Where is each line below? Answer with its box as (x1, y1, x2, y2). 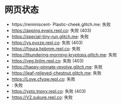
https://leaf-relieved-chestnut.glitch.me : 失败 (11, 70, 102, 76)
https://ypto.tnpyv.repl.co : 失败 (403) (11, 88, 86, 94)
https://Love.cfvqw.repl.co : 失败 (11, 76, 76, 82)
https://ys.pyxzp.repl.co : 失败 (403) (11, 39, 83, 45)
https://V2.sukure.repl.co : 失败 (11, 94, 73, 100)
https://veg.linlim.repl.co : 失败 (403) (11, 58, 84, 64)
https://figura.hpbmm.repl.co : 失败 (11, 46, 81, 52)
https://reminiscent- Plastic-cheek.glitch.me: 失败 (11, 21, 111, 27)
